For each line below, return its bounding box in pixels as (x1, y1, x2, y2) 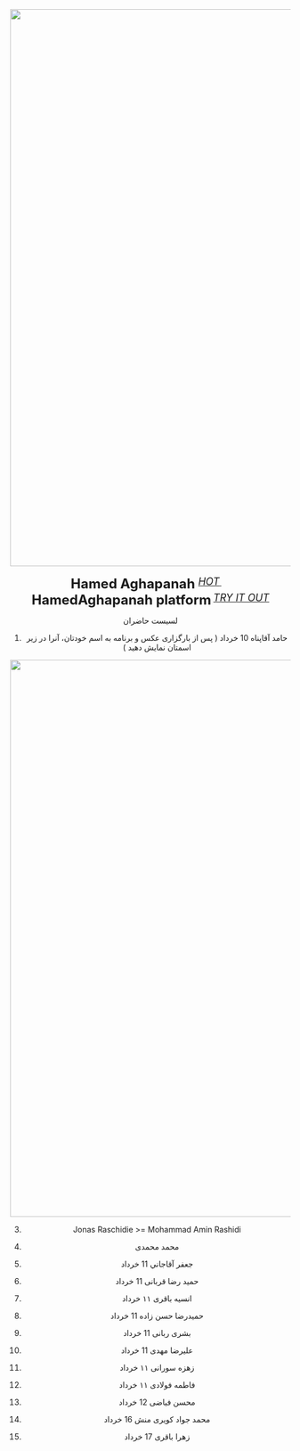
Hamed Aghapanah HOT (70, 575, 221, 592)
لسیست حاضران (123, 615, 178, 626)
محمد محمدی (134, 1242, 180, 1251)
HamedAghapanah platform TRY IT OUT (31, 592, 270, 609)
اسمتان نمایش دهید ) (122, 642, 192, 652)
